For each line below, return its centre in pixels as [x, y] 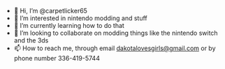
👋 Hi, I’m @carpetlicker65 [50, 11]
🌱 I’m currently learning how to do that [69, 25]
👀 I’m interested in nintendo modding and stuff [81, 18]
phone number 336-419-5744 [57, 58]
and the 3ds [31, 40]
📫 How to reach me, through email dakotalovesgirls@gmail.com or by [115, 48]
